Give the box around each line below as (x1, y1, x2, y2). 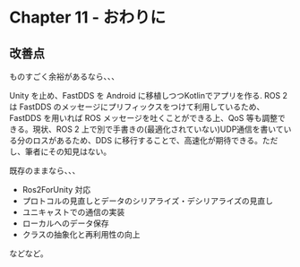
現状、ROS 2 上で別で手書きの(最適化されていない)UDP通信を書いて (32, 124, 284, 134)
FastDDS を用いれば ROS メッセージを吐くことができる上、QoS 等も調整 (9, 113, 278, 123)
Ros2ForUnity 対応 (21, 185, 91, 194)
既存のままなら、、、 (9, 166, 81, 176)
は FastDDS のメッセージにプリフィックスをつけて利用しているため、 (9, 101, 265, 112)
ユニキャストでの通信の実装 (21, 207, 125, 217)
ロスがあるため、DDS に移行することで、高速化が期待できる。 (32, 135, 262, 145)
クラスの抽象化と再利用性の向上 (21, 229, 141, 239)
